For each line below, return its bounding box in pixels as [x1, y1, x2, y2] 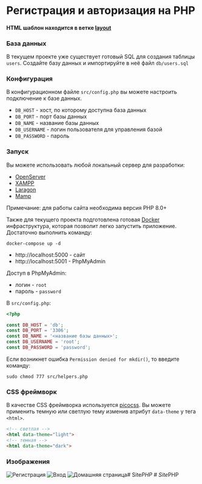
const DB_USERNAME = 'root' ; [6, 339, 80, 345]
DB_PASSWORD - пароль [15, 132, 70, 139]
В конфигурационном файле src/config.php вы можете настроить [6, 89, 177, 96]
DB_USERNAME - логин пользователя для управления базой [15, 126, 163, 133]
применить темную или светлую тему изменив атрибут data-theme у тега [6, 408, 196, 415]
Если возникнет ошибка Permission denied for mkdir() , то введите [6, 355, 180, 363]
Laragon [15, 186, 36, 193]
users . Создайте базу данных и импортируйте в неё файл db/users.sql [6, 59, 189, 67]
